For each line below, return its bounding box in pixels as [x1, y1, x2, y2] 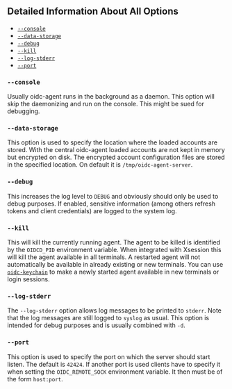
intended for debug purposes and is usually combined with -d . [7, 321, 185, 329]
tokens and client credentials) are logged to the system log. [7, 206, 177, 215]
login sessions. [7, 275, 50, 283]
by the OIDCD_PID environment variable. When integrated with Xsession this [7, 246, 222, 254]
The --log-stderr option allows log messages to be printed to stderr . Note [7, 306, 222, 315]
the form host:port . [7, 374, 64, 383]
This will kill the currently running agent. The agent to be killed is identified [7, 238, 221, 246]
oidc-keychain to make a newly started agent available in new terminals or [7, 267, 219, 276]
